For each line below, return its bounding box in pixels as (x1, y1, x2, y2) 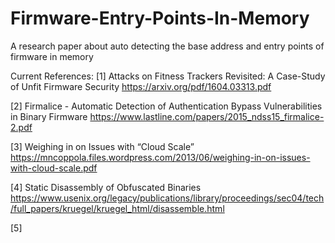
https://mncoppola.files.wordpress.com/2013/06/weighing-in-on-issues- (10, 151, 311, 163)
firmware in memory (10, 50, 94, 62)
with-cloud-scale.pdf (10, 162, 98, 174)
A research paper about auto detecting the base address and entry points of (10, 40, 325, 52)
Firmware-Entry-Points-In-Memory (10, 7, 310, 30)
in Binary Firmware (10, 110, 88, 122)
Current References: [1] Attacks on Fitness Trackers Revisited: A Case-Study (10, 70, 326, 82)
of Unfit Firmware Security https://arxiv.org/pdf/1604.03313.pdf (10, 80, 272, 92)
